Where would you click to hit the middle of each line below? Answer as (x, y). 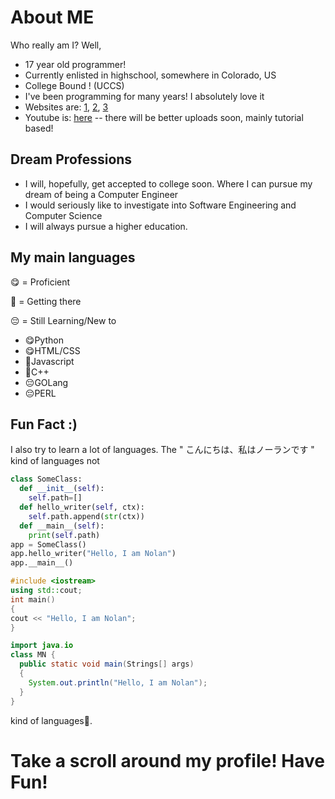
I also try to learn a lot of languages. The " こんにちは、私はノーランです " (162, 450)
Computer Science (63, 215)
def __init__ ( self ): (62, 489)
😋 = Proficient (40, 282)
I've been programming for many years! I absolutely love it (144, 96)
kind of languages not (55, 461)
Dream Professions (71, 159)
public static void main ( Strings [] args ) (107, 664)
